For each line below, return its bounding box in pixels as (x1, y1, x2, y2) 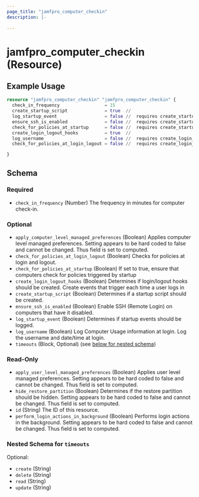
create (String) (15, 465, 52, 472)
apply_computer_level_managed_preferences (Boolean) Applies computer (15, 234, 191, 241)
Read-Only (6, 356, 39, 364)
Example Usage (6, 81, 66, 91)
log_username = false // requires (12, 135, 158, 141)
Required (6, 186, 34, 194)
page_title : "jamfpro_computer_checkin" (6, 8, 108, 15)
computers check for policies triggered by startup (15, 272, 136, 279)
